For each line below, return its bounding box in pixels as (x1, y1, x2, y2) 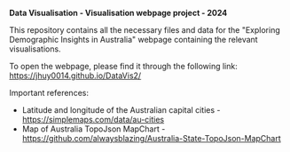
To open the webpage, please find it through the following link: (9, 61, 238, 71)
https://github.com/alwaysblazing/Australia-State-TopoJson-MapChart (21, 133, 281, 143)
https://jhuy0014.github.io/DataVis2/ (9, 70, 142, 81)
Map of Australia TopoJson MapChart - (21, 124, 166, 134)
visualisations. (9, 44, 61, 54)
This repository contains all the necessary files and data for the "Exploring (9, 25, 281, 35)
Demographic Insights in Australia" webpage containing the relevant (9, 35, 259, 44)
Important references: (9, 88, 89, 98)
